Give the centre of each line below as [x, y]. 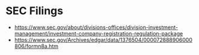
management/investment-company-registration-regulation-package [99, 33]
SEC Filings [35, 11]
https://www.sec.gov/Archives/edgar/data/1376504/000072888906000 [103, 40]
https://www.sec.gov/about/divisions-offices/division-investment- [96, 27]
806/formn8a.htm [36, 46]
